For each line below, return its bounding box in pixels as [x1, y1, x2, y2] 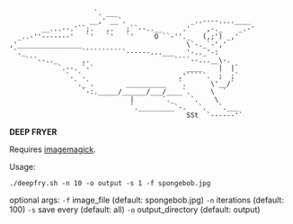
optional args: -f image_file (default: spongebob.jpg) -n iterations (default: [9, 194, 285, 205]
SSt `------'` [186, 111, 244, 120]
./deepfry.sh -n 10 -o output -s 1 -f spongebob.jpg [9, 179, 211, 188]
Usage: [9, 162, 36, 172]
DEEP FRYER [9, 127, 58, 137]
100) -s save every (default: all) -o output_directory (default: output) [9, 204, 261, 215]
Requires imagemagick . [9, 144, 96, 155]
